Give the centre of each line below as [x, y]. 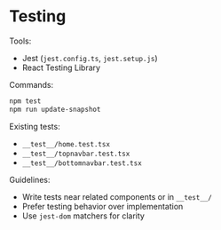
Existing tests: [35, 126]
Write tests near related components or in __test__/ [117, 196]
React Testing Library [61, 67]
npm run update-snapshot [55, 109]
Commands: [32, 84]
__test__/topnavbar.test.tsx [76, 154]
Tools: [20, 41]
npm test [25, 101]
